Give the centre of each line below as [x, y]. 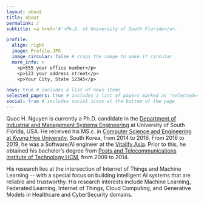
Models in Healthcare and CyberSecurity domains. [70, 194]
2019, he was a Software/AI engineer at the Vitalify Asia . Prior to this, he [96, 144]
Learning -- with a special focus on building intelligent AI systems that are [99, 175]
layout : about [24, 12]
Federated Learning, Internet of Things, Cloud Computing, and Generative [99, 188]
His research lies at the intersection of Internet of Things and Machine [94, 169]
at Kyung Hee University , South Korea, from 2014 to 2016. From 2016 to [95, 137]
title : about [23, 18]
